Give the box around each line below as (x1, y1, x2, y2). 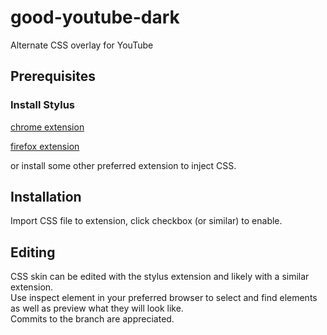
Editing (10, 244, 56, 261)
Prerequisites (10, 68, 96, 85)
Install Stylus (10, 98, 75, 112)
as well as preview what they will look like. (10, 302, 184, 315)
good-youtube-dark (10, 6, 180, 29)
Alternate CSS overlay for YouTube (10, 39, 154, 51)
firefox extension (10, 140, 80, 152)
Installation (10, 189, 82, 206)
